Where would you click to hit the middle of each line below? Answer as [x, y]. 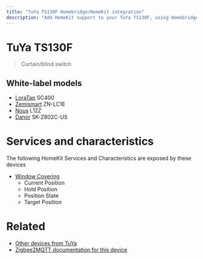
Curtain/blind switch [46, 64]
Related [26, 227]
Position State [41, 196]
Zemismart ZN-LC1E [40, 104]
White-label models [44, 83]
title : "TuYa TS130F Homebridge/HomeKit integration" [76, 12]
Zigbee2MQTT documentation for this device [71, 250]
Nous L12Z [28, 111]
